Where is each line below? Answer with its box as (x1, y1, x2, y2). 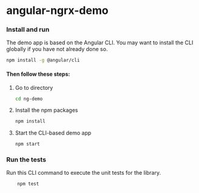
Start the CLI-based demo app (15, 129, 92, 137)
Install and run (6, 25, 50, 34)
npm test (17, 181, 39, 187)
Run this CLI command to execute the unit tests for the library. (6, 169, 161, 177)
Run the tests (6, 155, 47, 164)
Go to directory (15, 84, 53, 91)
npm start (15, 141, 41, 147)
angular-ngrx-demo (6, 4, 109, 18)
